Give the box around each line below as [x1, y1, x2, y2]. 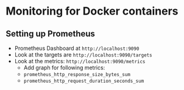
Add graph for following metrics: [23, 64, 105, 71]
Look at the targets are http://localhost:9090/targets [14, 51, 153, 58]
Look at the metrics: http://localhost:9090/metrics [14, 58, 146, 64]
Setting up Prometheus [5, 29, 96, 39]
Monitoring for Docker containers [5, 4, 179, 18]
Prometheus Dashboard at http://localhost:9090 [14, 44, 140, 52]
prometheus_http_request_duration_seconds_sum [23, 78, 144, 84]
